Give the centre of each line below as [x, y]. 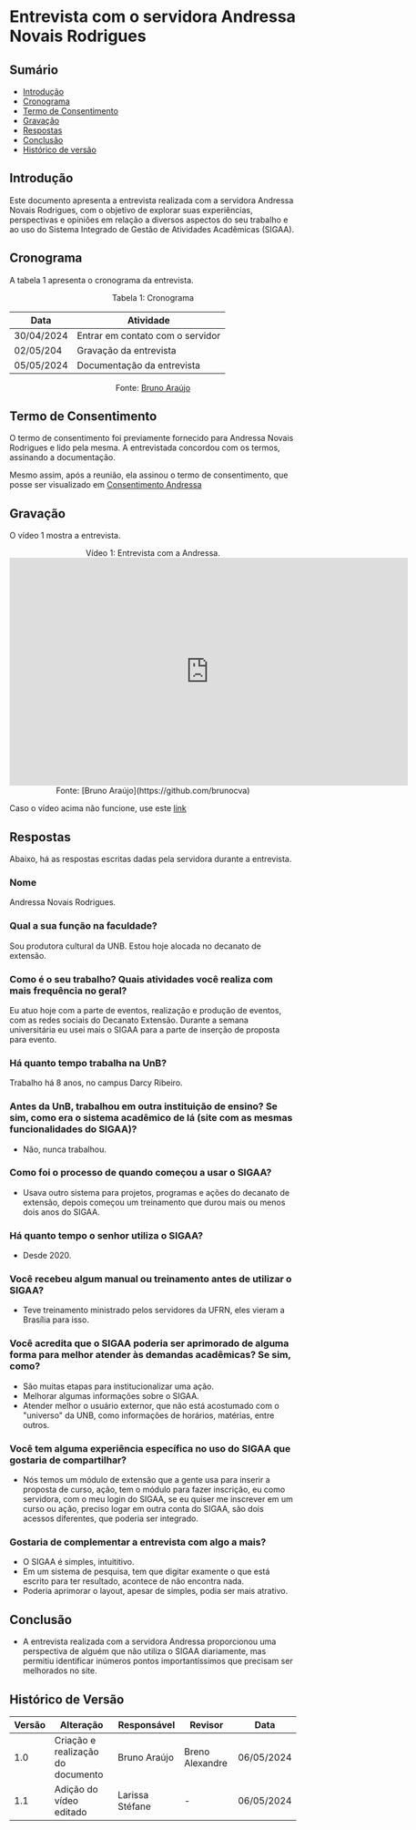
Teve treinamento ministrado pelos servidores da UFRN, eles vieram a [153, 1311]
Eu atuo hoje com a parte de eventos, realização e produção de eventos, [146, 1010]
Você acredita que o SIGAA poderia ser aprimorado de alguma [149, 1343]
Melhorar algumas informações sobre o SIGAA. [111, 1395]
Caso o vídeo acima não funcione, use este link [98, 808]
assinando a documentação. [63, 457]
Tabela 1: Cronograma [153, 297]
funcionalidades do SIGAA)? [73, 1129]
